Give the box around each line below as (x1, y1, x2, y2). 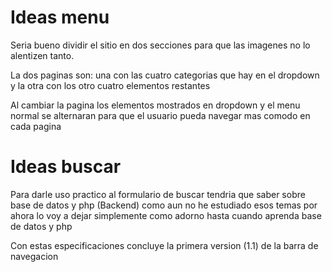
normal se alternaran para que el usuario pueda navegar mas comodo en (10, 109, 311, 121)
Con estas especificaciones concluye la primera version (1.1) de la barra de (10, 239, 319, 251)
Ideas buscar (10, 156, 122, 178)
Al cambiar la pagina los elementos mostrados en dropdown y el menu (10, 99, 301, 111)
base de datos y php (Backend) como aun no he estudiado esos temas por (10, 199, 318, 211)
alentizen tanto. (10, 49, 75, 61)
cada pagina (10, 120, 62, 132)
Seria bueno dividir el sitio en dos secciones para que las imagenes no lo (10, 39, 311, 51)
